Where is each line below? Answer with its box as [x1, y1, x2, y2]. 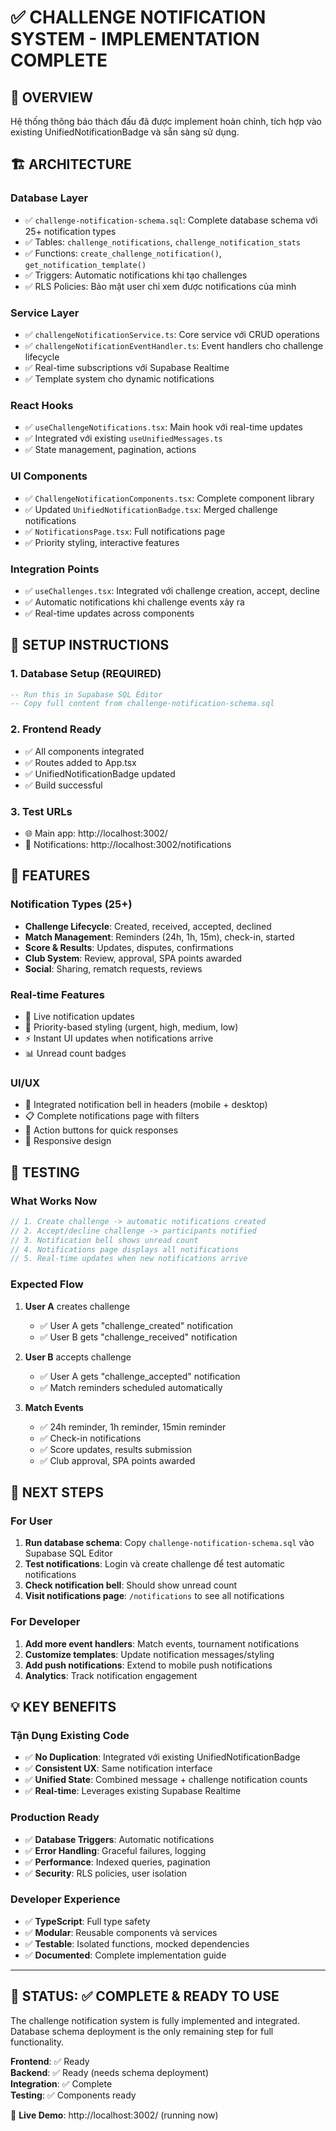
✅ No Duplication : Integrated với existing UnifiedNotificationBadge [24, 1751, 301, 1763]
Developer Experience [10, 1892, 121, 1906]
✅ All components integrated [24, 745, 145, 757]
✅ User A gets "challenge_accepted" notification [39, 1370, 241, 1382]
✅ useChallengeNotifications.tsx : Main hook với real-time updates [24, 421, 303, 433]
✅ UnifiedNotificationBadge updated [24, 767, 176, 780]
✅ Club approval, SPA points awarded [39, 1454, 196, 1466]
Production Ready [10, 1811, 100, 1825]
